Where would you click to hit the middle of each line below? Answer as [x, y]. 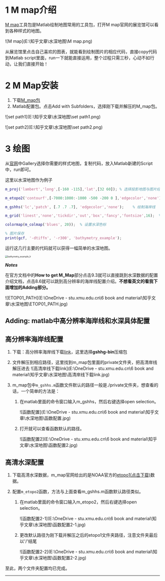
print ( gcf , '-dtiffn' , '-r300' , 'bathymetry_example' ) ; [63, 238]
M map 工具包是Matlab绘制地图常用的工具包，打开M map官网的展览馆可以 [80, 25]
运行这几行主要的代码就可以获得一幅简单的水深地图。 [59, 248]
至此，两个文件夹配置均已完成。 [37, 568]
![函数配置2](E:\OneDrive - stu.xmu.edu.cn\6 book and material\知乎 [88, 439]
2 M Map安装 [32, 86]
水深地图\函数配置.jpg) [48, 418]
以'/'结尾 [28, 541]
